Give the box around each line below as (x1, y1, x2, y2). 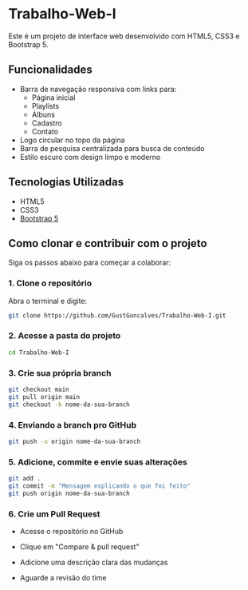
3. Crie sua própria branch (8, 367, 112, 378)
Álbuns (31, 110, 56, 119)
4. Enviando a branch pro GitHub (8, 419, 137, 430)
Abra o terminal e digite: (8, 296, 88, 305)
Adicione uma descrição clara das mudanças (19, 557, 168, 568)
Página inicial (31, 93, 76, 102)
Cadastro (31, 118, 62, 128)
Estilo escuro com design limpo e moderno (19, 152, 161, 161)
